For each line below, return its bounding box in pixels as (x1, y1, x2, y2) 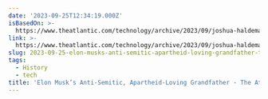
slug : (8, 49, 26, 57)
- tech (15, 71, 37, 79)
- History (15, 64, 48, 72)
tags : (8, 57, 26, 65)
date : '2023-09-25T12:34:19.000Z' (8, 11, 124, 20)
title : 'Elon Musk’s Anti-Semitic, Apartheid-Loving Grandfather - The (8, 78, 251, 86)
